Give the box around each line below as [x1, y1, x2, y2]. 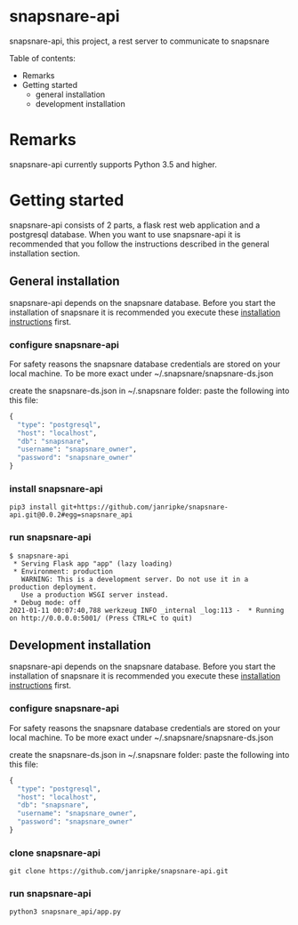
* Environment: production [12, 567, 114, 575]
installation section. [9, 247, 80, 259]
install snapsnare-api [9, 482, 103, 495]
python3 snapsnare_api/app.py [9, 907, 122, 917]
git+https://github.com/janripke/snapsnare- [60, 503, 229, 512]
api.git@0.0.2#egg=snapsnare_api [9, 511, 133, 519]
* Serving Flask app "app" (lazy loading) [12, 559, 173, 568]
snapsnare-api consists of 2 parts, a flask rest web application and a [9, 220, 261, 230]
